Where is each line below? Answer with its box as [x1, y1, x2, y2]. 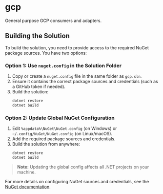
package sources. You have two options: [5, 50, 87, 56]
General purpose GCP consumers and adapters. [5, 18, 102, 23]
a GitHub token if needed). [12, 84, 66, 89]
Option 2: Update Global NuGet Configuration [5, 114, 115, 121]
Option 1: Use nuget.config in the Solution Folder [5, 62, 122, 69]
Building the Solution [5, 32, 70, 40]
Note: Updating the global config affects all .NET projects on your [17, 164, 149, 170]
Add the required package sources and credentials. [12, 136, 116, 142]
